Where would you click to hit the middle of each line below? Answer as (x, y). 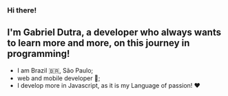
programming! (39, 54)
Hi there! (22, 10)
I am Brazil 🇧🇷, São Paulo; (55, 70)
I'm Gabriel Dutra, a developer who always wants (114, 33)
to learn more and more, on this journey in (99, 43)
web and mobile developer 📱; (59, 78)
